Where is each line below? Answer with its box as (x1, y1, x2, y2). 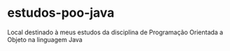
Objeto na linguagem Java (7, 35, 82, 43)
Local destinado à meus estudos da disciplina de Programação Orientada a (7, 28, 224, 36)
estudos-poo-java (7, 5, 115, 21)
